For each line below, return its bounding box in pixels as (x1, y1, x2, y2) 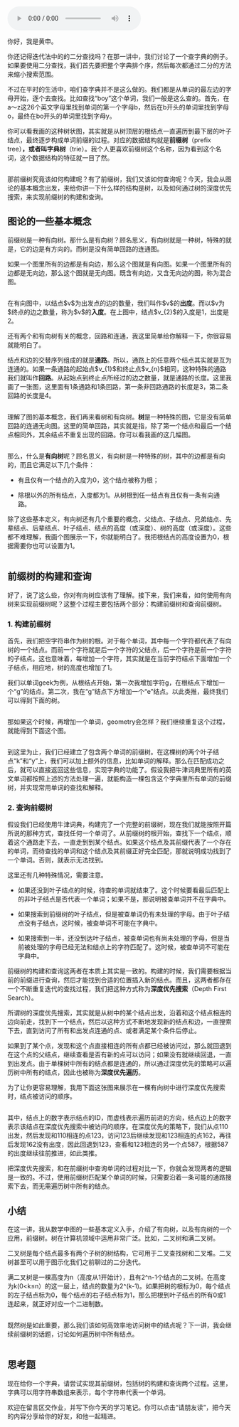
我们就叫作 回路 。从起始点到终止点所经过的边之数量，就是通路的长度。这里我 (7, 373, 232, 382)
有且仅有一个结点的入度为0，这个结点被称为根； (17, 476, 159, 484)
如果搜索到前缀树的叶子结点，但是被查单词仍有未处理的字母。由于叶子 (17, 910, 224, 919)
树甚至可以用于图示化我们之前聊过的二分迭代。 (7, 1258, 144, 1266)
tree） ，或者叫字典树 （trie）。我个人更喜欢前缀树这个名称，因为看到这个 (7, 145, 216, 153)
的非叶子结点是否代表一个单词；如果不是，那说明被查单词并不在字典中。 (17, 895, 230, 904)
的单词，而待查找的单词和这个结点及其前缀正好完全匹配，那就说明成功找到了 (7, 847, 232, 855)
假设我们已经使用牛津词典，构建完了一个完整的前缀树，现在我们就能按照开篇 (7, 821, 232, 829)
